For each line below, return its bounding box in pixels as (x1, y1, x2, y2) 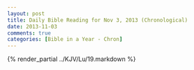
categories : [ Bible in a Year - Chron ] (7, 36, 123, 43)
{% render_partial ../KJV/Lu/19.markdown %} (7, 55, 136, 63)
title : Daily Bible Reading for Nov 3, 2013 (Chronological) (7, 17, 188, 24)
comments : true (7, 29, 51, 37)
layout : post (7, 10, 45, 17)
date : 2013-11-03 (7, 23, 58, 30)
